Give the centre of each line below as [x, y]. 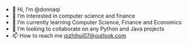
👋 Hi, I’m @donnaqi [36, 9]
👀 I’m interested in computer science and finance [74, 16]
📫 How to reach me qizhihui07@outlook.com [69, 36]
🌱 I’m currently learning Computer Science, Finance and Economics [97, 22]
